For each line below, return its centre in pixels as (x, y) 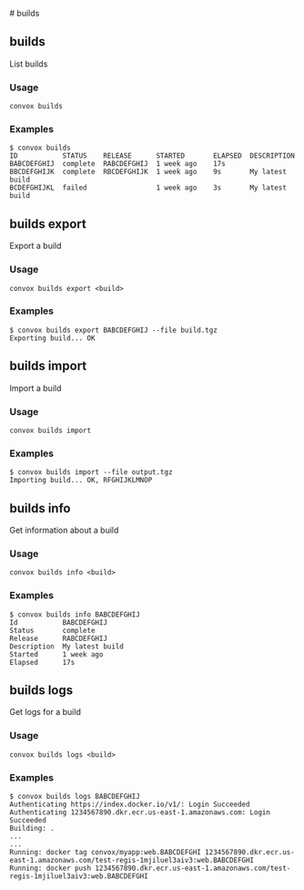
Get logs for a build (46, 712)
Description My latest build (67, 647)
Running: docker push (51, 869)
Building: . (32, 829)
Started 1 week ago (56, 654)
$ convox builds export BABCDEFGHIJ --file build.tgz (114, 330)
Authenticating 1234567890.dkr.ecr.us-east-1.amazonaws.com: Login (140, 812)
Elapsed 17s (42, 662)
